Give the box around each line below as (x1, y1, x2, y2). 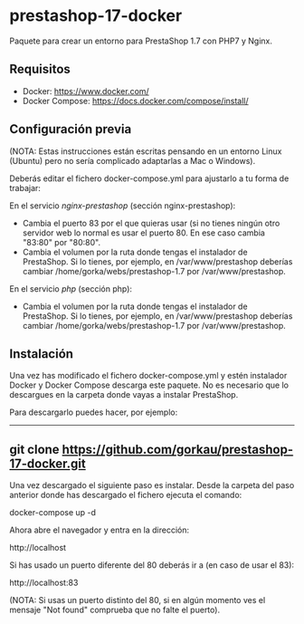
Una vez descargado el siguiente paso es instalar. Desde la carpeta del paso (9, 480, 295, 491)
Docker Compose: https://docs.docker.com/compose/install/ (22, 95, 249, 106)
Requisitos (9, 62, 71, 77)
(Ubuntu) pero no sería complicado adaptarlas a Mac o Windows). (9, 155, 256, 166)
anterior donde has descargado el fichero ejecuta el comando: (9, 490, 242, 501)
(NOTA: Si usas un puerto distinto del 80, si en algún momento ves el (9, 595, 266, 606)
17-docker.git (9, 456, 86, 471)
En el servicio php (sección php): (9, 283, 133, 294)
